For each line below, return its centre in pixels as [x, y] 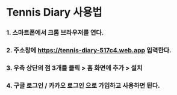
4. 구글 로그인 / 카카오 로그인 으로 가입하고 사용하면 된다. [83, 85]
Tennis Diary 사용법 [54, 12]
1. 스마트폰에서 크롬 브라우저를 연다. [55, 32]
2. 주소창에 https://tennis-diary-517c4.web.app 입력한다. [89, 51]
